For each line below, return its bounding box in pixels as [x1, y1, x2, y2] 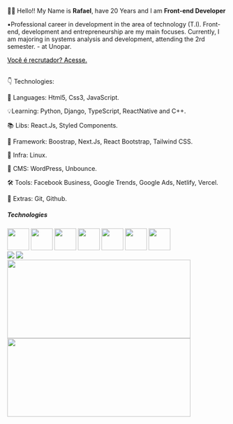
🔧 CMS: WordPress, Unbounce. [7, 165, 98, 172]
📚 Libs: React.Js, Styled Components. [7, 121, 119, 129]
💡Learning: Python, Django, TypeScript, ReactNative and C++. [7, 107, 186, 115]
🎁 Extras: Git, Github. [7, 195, 68, 202]
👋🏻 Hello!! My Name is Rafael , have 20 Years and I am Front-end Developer [7, 7, 226, 15]
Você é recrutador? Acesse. [7, 56, 87, 64]
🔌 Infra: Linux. [7, 151, 47, 159]
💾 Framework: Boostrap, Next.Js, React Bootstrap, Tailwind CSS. [7, 137, 193, 146]
